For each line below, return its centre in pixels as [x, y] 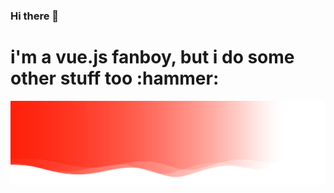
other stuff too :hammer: [115, 78]
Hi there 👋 [35, 16]
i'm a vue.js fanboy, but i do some [152, 57]
